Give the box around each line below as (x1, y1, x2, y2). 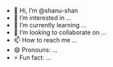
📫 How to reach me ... (13, 36, 77, 44)
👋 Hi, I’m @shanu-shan (13, 7, 79, 14)
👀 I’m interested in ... (13, 14, 72, 22)
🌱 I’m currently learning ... (13, 21, 87, 29)
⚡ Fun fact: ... (13, 53, 51, 62)
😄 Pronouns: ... (13, 46, 58, 54)
